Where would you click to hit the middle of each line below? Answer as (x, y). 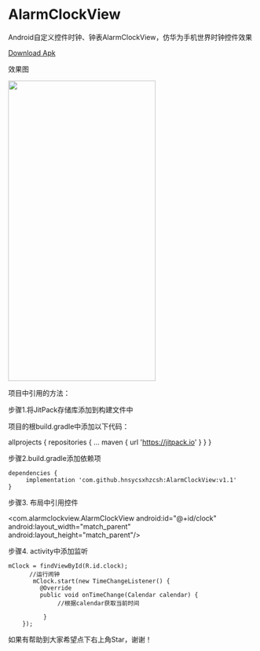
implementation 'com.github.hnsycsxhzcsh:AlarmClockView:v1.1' (131, 480)
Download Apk (32, 53)
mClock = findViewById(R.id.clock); (68, 566)
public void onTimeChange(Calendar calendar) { (119, 594)
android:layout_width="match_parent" (70, 526)
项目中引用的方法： (39, 393)
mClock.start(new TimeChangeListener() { (101, 581)
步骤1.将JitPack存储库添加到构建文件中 (71, 409)
